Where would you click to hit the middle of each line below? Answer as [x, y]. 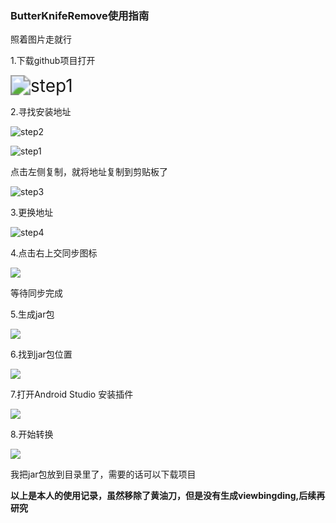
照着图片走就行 [41, 39]
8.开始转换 [32, 434]
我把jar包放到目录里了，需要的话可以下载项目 [103, 474]
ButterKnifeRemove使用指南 [80, 15]
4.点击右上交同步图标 [54, 253]
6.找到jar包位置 [41, 354]
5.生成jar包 [32, 314]
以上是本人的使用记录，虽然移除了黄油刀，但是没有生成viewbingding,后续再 [168, 496]
